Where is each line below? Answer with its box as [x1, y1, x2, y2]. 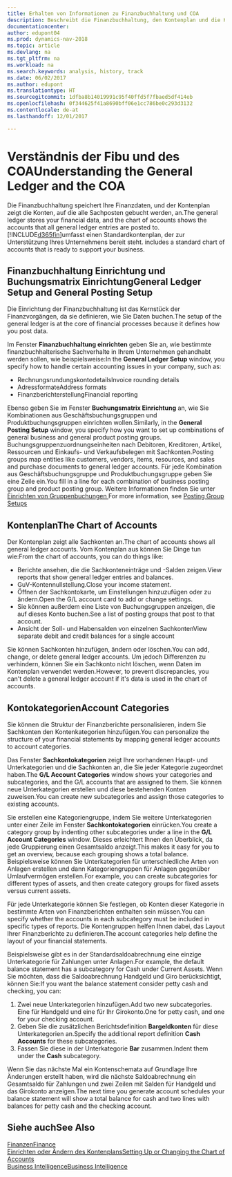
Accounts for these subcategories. [17, 1037, 117, 1045]
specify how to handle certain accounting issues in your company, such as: [7, 362, 222, 370]
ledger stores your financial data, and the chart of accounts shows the [7, 216, 207, 224]
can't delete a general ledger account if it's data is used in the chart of [7, 675, 207, 683]
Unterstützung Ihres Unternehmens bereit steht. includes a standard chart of [7, 238, 226, 246]
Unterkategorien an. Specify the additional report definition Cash [17, 1030, 201, 1037]
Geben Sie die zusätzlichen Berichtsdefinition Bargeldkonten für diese [17, 1022, 219, 1030]
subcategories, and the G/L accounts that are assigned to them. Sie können [7, 778, 222, 786]
